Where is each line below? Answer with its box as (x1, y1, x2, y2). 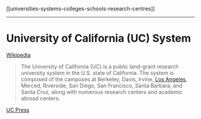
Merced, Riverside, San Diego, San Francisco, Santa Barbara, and (20, 82, 182, 89)
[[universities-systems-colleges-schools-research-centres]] (6, 5, 156, 12)
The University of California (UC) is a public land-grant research (20, 63, 179, 70)
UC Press (6, 106, 30, 113)
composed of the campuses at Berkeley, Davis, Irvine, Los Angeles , (20, 75, 187, 83)
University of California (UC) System (6, 32, 191, 45)
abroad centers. (20, 94, 60, 102)
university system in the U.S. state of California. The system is (20, 69, 174, 77)
